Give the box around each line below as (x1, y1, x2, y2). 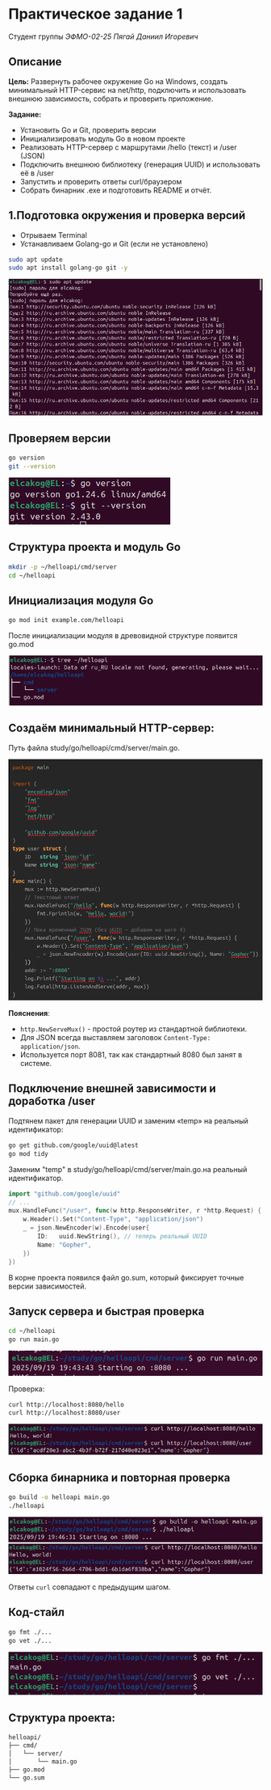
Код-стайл (8, 1606, 65, 1619)
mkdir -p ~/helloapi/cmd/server (8, 563, 117, 571)
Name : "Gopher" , (37, 1241, 92, 1249)
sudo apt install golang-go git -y (8, 264, 128, 272)
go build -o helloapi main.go (8, 1493, 110, 1501)
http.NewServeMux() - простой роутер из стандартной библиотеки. (19, 1024, 248, 1034)
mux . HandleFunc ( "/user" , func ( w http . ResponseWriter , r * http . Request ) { (8, 1207, 262, 1215)
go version (8, 454, 45, 462)
